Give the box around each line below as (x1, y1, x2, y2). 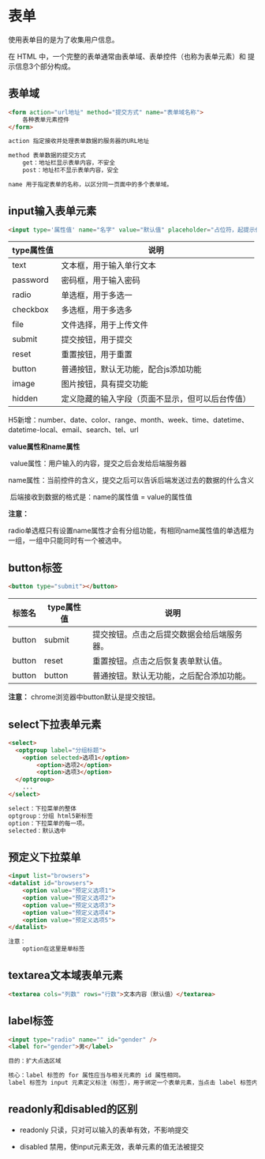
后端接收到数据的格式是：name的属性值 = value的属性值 (9, 492, 193, 502)
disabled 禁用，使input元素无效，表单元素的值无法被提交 (19, 1142, 204, 1151)
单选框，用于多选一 (61, 290, 132, 301)
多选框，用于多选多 (61, 305, 132, 316)
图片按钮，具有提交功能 (61, 378, 148, 389)
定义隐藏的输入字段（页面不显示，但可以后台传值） (61, 393, 251, 405)
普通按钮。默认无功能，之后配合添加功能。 (91, 671, 251, 682)
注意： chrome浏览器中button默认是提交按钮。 (8, 692, 160, 702)
